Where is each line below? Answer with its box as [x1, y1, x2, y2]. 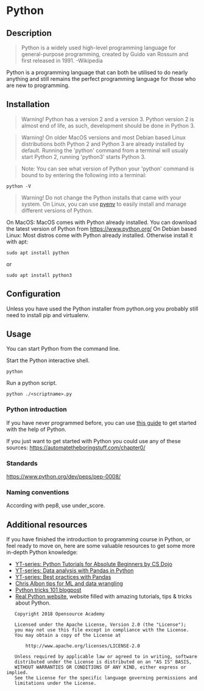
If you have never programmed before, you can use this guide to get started [6, 419, 197, 426]
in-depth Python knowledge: [6, 549, 78, 556]
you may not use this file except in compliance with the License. [14, 627, 189, 633]
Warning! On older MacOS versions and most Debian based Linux [21, 133, 186, 141]
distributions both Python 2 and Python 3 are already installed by [21, 140, 185, 147]
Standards [6, 459, 38, 468]
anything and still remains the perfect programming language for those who [6, 75, 196, 82]
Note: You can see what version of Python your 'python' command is [21, 165, 194, 172]
